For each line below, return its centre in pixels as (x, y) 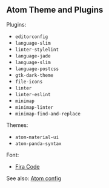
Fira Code (27, 166)
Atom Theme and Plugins (55, 10)
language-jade (33, 56)
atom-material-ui (37, 137)
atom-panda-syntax (38, 144)
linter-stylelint (37, 50)
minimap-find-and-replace (48, 114)
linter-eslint (33, 94)
